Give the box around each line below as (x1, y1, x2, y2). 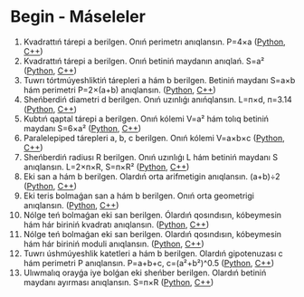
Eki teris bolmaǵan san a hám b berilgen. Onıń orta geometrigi (23, 190, 254, 201)
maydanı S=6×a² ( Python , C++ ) (23, 122, 142, 133)
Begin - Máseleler (10, 6, 146, 27)
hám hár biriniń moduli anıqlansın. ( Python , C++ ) (23, 238, 204, 249)
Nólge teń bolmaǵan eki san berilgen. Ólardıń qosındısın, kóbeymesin (23, 209, 282, 220)
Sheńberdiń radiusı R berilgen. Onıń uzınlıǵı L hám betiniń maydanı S (23, 151, 279, 162)
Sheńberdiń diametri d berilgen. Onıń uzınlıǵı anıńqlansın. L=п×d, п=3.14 (23, 93, 292, 105)
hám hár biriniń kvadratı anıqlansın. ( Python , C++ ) (23, 219, 210, 230)
